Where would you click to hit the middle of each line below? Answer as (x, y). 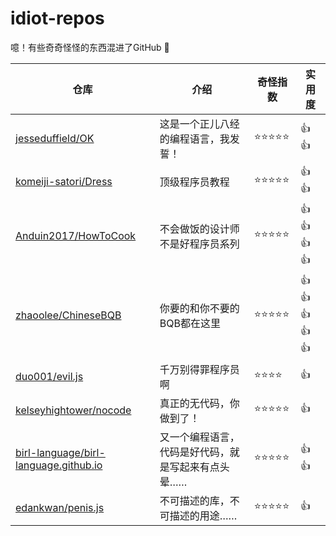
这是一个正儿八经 (199, 124)
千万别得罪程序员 (199, 369)
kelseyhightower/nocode (73, 410)
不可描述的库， (194, 500)
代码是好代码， (194, 452)
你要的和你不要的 (199, 309)
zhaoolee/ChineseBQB (68, 315)
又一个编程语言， (199, 437)
